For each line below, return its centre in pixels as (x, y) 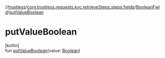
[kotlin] (12, 45)
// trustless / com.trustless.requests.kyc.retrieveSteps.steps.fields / (71, 7)
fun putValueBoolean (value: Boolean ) (43, 50)
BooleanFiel (148, 7)
